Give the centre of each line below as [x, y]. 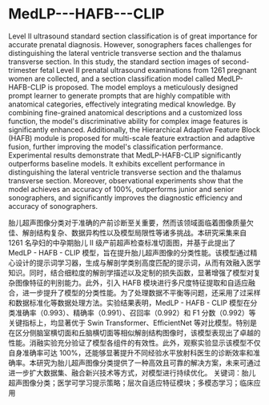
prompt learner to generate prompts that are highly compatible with [119, 95]
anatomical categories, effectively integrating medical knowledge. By [122, 104]
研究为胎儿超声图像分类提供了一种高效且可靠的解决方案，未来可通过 [148, 363]
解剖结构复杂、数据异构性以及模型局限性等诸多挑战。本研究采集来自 [134, 232]
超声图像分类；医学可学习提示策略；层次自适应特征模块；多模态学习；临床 [131, 383]
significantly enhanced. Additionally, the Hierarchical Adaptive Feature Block [134, 130]
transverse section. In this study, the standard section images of [114, 62]
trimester [23, 70]
